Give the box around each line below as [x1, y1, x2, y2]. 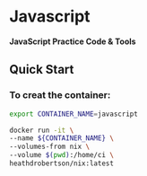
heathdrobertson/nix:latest [9, 159, 115, 168]
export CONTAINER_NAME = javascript [9, 110, 139, 119]
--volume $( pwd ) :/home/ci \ [9, 151, 115, 160]
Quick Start [9, 62, 74, 77]
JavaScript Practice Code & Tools [9, 36, 136, 47]
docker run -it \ [9, 126, 74, 135]
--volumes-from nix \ [9, 142, 91, 152]
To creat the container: [9, 89, 111, 101]
